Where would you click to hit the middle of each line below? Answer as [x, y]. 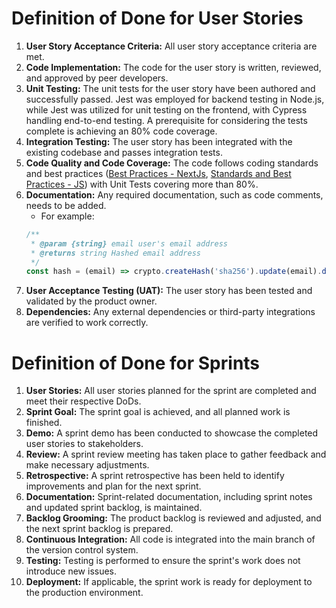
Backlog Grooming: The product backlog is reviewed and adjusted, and [173, 518]
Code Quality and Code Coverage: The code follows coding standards [172, 163]
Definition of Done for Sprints [136, 363]
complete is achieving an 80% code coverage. [121, 131]
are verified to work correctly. [87, 323]
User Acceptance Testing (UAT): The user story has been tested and [169, 291]
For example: [67, 216]
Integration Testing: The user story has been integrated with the [159, 141]
